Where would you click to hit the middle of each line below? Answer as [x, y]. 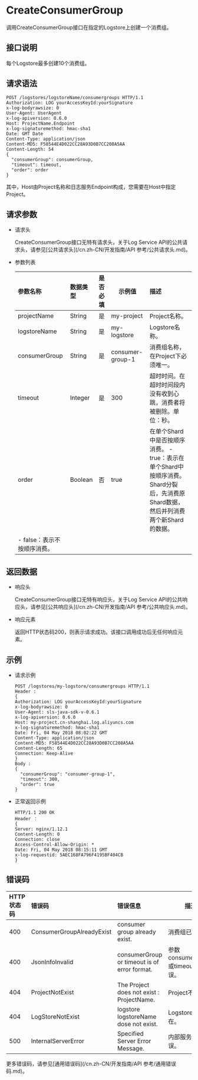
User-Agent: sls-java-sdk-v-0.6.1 [57, 712]
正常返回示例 [30, 801]
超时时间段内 [167, 385]
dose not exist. [137, 1024]
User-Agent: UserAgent [34, 113]
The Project [133, 985]
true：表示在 [167, 458]
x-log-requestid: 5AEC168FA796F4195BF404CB [69, 855]
